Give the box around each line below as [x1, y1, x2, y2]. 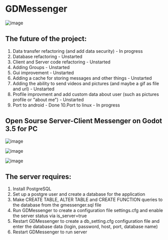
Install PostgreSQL [12, 186, 52, 192]
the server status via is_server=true [12, 213, 87, 219]
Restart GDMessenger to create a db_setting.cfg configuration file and [12, 218, 160, 224]
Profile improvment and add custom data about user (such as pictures [12, 91, 159, 97]
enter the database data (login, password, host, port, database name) [12, 224, 158, 230]
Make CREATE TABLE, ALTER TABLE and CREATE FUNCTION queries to [12, 196, 163, 203]
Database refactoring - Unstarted [12, 53, 83, 59]
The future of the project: [5, 35, 87, 43]
